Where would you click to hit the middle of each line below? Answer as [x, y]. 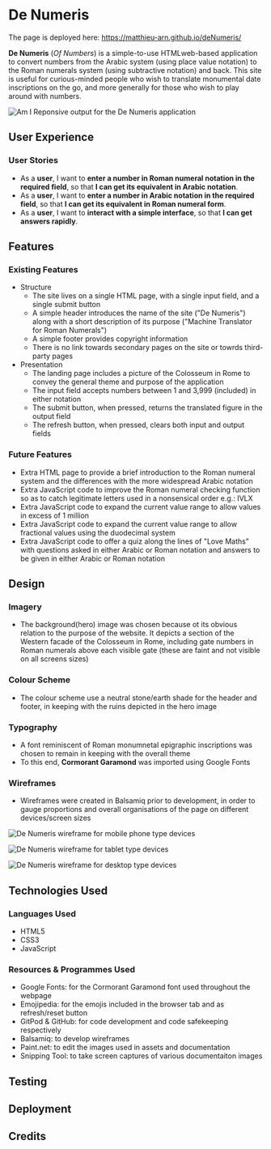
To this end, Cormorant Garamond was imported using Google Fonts [135, 762]
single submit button [66, 305]
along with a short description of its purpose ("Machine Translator [142, 322]
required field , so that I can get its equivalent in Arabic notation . [129, 186]
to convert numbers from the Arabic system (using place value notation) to [133, 62]
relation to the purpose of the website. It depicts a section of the [127, 633]
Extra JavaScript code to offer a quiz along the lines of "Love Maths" [134, 541]
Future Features [40, 455]
